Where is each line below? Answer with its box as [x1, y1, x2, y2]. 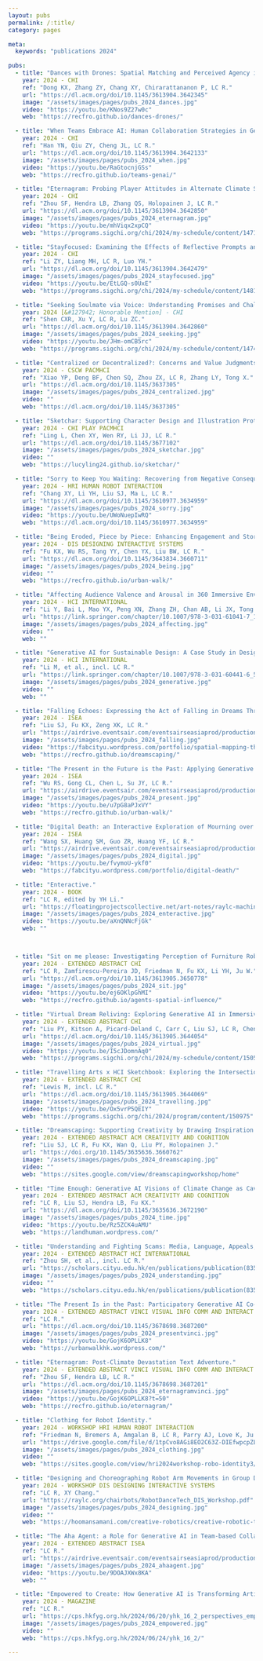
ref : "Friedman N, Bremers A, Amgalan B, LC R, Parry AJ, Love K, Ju [22, 1431, 254, 1439]
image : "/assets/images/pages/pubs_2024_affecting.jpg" [22, 620, 209, 628]
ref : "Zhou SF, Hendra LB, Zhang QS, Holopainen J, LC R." [22, 199, 219, 208]
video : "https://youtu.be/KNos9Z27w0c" [22, 105, 153, 114]
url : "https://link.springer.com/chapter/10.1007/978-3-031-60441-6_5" [22, 671, 261, 679]
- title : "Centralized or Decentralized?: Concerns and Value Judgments [15, 359, 258, 367]
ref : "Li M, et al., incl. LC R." [22, 664, 135, 671]
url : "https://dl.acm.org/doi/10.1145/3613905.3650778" [22, 975, 209, 982]
